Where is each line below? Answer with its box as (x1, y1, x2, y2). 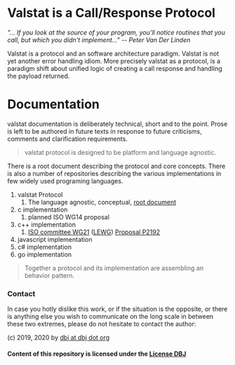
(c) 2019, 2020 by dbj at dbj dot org (7, 333, 110, 342)
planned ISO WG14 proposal (27, 212, 110, 221)
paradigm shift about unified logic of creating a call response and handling (7, 64, 222, 72)
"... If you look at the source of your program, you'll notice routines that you (7, 28, 226, 37)
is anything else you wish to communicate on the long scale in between (7, 312, 214, 321)
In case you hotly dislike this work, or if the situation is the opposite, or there (7, 305, 228, 314)
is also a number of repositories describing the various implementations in (7, 169, 222, 177)
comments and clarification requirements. (7, 134, 128, 143)
